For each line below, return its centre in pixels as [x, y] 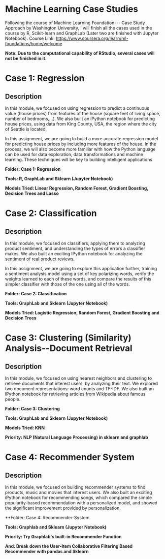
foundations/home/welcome [34, 43]
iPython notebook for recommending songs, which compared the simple [79, 497]
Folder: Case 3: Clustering [33, 408]
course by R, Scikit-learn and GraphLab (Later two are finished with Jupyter [82, 33]
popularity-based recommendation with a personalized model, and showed [81, 502]
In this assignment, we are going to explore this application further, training [81, 268]
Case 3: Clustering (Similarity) [68, 338]
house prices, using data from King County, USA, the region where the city [81, 124]
